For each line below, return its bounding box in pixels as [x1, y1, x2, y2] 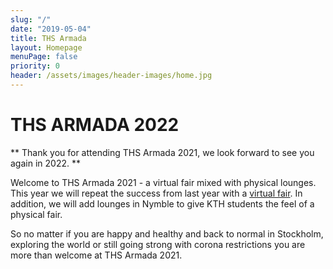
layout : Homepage [10, 42, 83, 53]
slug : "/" [10, 14, 52, 25]
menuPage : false [10, 52, 78, 62]
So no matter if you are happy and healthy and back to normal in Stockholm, [10, 227, 324, 240]
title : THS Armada [10, 33, 87, 43]
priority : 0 [10, 61, 60, 71]
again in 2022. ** [10, 157, 81, 169]
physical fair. [10, 208, 63, 220]
